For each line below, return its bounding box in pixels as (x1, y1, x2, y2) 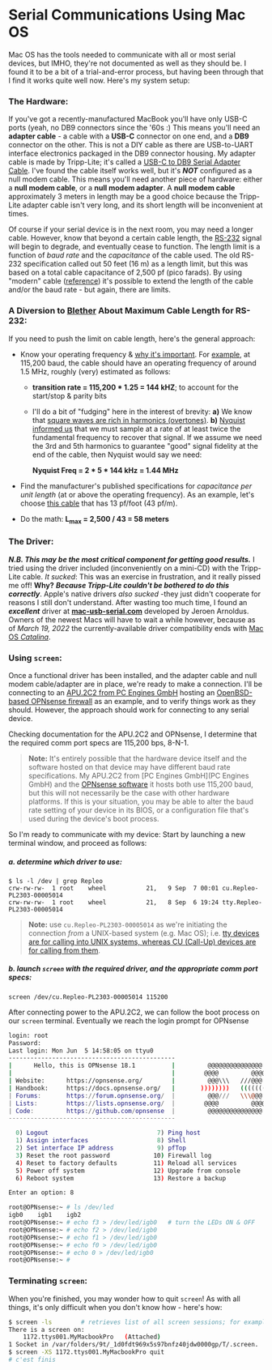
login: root (8, 1031, 49, 1039)
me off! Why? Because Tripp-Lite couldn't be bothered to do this (8, 580, 229, 590)
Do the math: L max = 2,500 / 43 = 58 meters (19, 514, 170, 526)
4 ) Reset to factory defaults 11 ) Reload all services (15, 1159, 237, 1167)
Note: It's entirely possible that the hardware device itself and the (28, 753, 247, 763)
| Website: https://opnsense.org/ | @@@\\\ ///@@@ (8, 1077, 263, 1085)
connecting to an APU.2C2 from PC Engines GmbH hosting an (8, 687, 215, 698)
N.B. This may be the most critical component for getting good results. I (8, 554, 255, 564)
